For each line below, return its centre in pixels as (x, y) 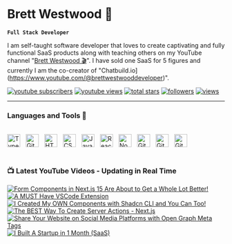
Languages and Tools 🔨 (47, 115)
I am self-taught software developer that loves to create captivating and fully (116, 45)
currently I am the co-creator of (52, 70)
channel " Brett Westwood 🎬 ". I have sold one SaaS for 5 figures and (104, 60)
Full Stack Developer (38, 32)
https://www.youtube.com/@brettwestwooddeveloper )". (89, 77)
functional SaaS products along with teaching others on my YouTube (105, 53)
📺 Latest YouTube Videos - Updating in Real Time (92, 171)
